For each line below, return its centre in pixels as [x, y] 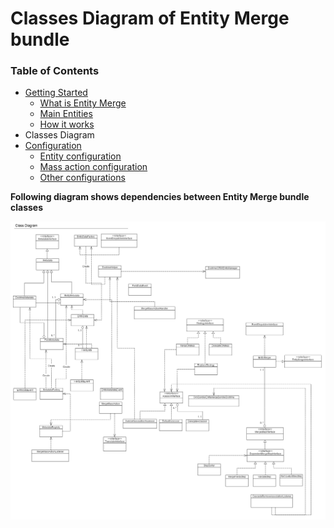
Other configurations [82, 178]
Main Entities [66, 114]
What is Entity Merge [83, 103]
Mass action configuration [93, 167]
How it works [67, 124]
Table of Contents [55, 71]
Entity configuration [80, 156]
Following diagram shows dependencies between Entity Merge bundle [160, 197]
